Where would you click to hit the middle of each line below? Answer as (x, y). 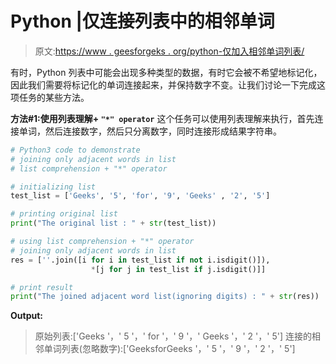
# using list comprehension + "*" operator (102, 242)
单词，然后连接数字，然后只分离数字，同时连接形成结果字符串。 (150, 131)
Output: (26, 316)
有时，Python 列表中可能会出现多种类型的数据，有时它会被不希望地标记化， (166, 72)
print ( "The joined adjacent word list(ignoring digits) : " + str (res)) (165, 297)
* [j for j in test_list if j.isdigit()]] (178, 269)
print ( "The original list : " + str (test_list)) (113, 223)
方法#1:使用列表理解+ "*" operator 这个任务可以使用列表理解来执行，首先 (162, 118)
